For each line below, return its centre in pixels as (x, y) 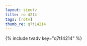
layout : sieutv (21, 10)
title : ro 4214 (21, 15)
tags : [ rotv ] (19, 19)
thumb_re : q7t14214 (26, 24)
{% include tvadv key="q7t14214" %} (44, 38)
